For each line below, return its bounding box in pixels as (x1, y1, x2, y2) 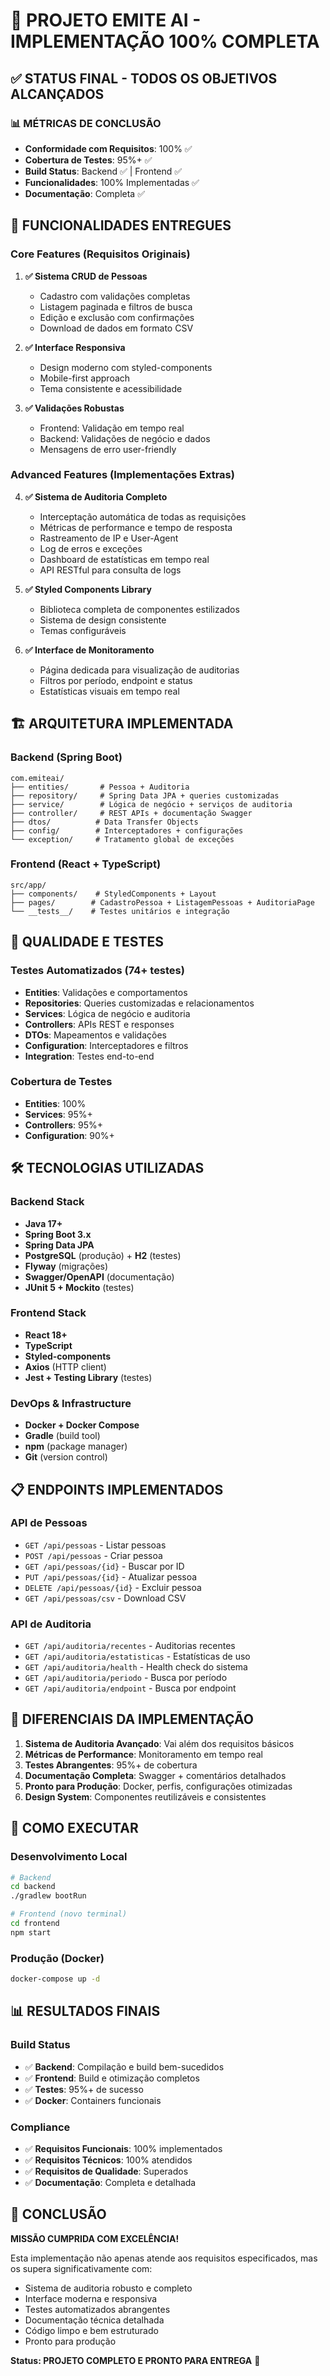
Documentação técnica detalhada (24, 2314, 165, 2326)
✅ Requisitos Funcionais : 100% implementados (24, 2143, 223, 2154)
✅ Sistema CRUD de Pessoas (24, 270, 148, 282)
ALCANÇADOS (10, 85, 105, 103)
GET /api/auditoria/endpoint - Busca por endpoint (24, 1682, 237, 1694)
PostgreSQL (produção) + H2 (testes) (24, 1249, 182, 1261)
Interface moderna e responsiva (24, 2292, 158, 2304)
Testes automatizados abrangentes (24, 2303, 171, 2315)
